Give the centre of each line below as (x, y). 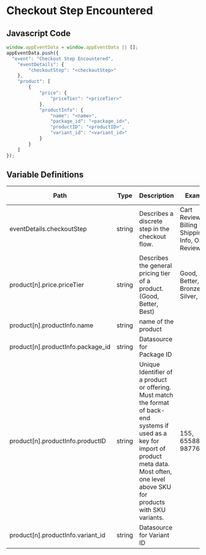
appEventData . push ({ (33, 53)
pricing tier (154, 273)
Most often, (155, 472)
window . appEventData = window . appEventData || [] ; (72, 47)
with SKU (152, 510)
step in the (154, 229)
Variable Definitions (45, 174)
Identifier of (156, 372)
